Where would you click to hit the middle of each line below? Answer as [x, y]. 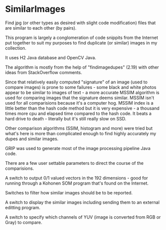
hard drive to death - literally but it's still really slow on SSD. [66, 118]
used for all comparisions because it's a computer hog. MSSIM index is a [79, 103]
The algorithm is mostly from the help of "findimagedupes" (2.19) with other [82, 67]
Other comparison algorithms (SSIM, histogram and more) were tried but [79, 128]
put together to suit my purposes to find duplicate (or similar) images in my [81, 42]
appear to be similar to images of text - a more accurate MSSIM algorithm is [82, 92]
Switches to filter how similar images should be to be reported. [69, 192]
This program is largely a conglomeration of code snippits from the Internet [82, 38]
